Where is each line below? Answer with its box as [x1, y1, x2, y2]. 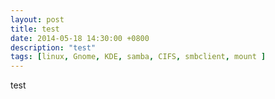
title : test [10, 24, 60, 34]
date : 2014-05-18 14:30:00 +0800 [10, 33, 150, 43]
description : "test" [10, 42, 97, 53]
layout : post [10, 14, 65, 25]
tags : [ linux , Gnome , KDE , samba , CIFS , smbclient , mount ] [10, 52, 267, 62]
